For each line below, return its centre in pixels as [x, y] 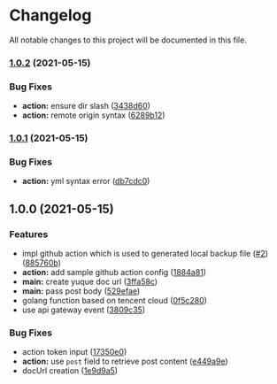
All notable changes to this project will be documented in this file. [128, 40]
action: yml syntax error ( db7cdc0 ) [86, 181]
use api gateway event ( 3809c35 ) [84, 310]
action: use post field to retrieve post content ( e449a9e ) [125, 361]
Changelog [50, 15]
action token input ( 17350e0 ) [74, 352]
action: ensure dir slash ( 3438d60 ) [86, 106]
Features [29, 234]
